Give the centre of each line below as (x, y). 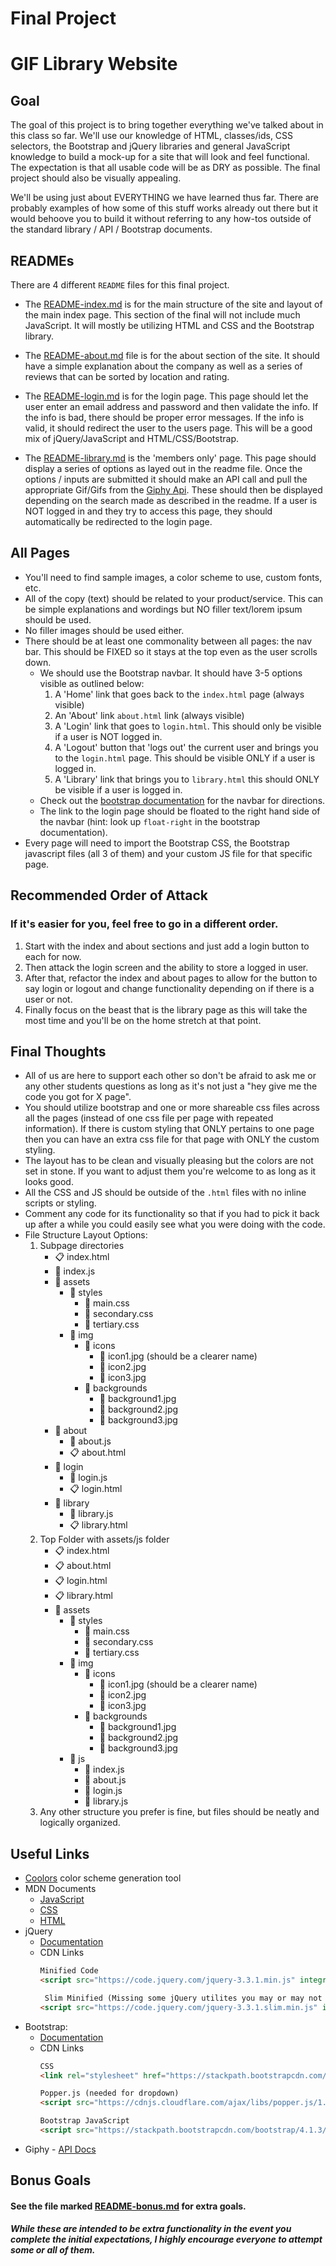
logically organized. (80, 1823)
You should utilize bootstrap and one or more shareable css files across (172, 1108)
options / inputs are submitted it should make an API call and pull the (166, 479)
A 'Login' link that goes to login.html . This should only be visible (188, 726)
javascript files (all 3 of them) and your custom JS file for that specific (168, 853)
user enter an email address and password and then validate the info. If (171, 406)
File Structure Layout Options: (86, 1235)
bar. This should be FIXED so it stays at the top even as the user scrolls (171, 651)
